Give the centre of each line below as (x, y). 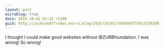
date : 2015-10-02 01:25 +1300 (36, 19)
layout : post (18, 10)
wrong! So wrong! (23, 43)
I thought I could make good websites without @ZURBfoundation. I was (77, 37)
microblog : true (22, 14)
